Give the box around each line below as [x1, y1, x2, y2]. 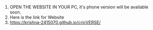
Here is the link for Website [9, 15, 64, 20]
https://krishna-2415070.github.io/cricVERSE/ [9, 19, 101, 25]
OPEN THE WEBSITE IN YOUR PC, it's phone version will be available [9, 4, 149, 10]
